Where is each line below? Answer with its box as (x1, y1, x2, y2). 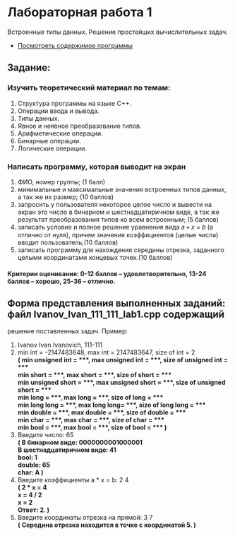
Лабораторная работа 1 (7, 4, 152, 20)
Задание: (7, 61, 51, 74)
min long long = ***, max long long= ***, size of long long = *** (17, 400, 206, 410)
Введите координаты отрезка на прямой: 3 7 (17, 513, 153, 522)
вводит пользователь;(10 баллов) (17, 238, 119, 246)
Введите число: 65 (17, 431, 74, 439)
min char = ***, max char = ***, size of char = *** (17, 416, 164, 424)
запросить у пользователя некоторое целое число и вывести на (17, 200, 212, 208)
